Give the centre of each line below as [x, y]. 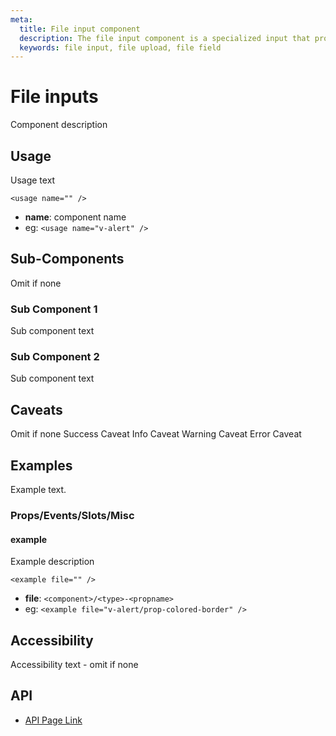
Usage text [33, 180]
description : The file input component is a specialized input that [165, 38]
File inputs [54, 97]
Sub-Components [67, 259]
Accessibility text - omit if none [74, 664]
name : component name [75, 217]
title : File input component [80, 29]
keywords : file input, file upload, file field [120, 47]
